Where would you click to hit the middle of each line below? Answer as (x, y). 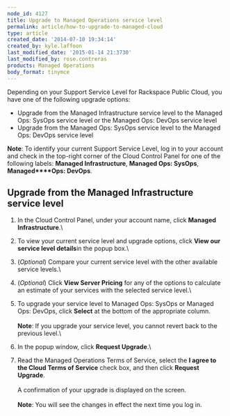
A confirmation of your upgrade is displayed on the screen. (101, 390)
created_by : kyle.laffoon (44, 46)
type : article (28, 33)
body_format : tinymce (39, 72)
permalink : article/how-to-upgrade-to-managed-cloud (85, 26)
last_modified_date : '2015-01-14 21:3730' (69, 53)
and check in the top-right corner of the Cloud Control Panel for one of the (114, 156)
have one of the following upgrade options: (69, 99)
